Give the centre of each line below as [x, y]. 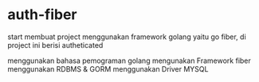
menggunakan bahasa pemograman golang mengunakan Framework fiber [129, 61]
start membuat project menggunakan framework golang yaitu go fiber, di [127, 37]
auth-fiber [42, 15]
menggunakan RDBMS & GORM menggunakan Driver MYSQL [108, 68]
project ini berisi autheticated [55, 45]
